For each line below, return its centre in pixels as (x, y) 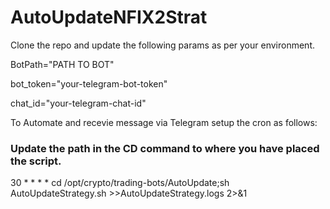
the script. (36, 161)
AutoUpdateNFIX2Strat (109, 17)
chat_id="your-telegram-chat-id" (78, 103)
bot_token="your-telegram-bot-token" (89, 83)
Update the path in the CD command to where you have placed (165, 148)
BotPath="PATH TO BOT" (62, 64)
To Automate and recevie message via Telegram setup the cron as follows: (164, 122)
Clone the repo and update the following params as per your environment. (163, 45)
